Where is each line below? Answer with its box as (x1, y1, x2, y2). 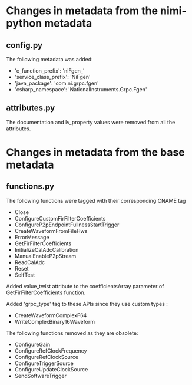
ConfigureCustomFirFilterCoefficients (14, 215, 106, 222)
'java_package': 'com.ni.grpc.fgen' (14, 80, 99, 87)
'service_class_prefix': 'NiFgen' (14, 74, 91, 80)
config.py (6, 40, 43, 50)
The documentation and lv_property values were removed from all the (6, 119, 176, 126)
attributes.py (6, 103, 55, 113)
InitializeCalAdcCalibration (14, 246, 79, 253)
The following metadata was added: (6, 56, 93, 62)
